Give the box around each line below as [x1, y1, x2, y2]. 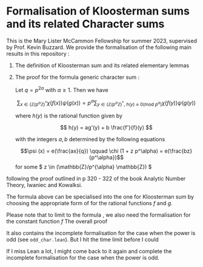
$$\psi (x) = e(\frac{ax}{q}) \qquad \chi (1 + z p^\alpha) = [20, 147, 164, 155]
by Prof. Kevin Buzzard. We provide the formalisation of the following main [6, 44, 192, 51]
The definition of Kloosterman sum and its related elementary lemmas [15, 62, 190, 69]
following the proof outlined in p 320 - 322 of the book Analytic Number [6, 175, 186, 182]
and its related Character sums [6, 17, 165, 31]
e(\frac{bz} [164, 147, 193, 155]
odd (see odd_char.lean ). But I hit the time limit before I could [6, 236, 159, 243]
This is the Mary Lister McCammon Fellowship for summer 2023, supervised [6, 37, 198, 44]
